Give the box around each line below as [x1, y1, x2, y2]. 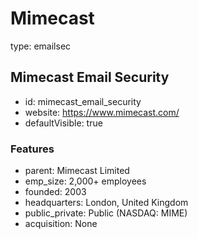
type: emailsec [10, 40, 72, 52]
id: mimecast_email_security [24, 95, 142, 107]
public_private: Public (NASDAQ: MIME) [24, 207, 188, 219]
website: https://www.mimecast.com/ [24, 106, 180, 118]
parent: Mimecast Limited [24, 165, 130, 177]
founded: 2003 [24, 186, 87, 198]
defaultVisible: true [24, 117, 103, 129]
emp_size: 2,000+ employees [24, 175, 147, 187]
